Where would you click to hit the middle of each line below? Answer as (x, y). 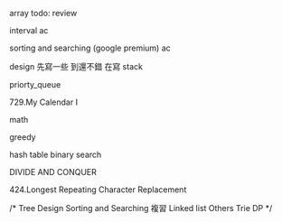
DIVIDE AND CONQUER (53, 172)
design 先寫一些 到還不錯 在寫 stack (76, 66)
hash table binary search (56, 154)
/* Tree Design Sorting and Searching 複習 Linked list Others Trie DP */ (141, 208)
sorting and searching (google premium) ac (90, 48)
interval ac (29, 30)
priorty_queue (35, 84)
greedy (23, 137)
